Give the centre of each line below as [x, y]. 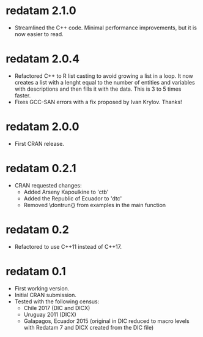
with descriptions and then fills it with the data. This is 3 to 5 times [98, 89]
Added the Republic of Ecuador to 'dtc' [73, 198]
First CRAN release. [39, 143]
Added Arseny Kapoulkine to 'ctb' [66, 192]
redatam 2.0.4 [43, 59]
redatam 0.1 [36, 271]
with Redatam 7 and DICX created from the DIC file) [89, 327]
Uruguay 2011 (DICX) [50, 314]
